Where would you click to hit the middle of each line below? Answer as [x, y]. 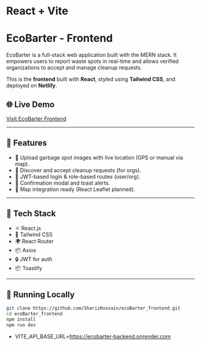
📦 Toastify [28, 268]
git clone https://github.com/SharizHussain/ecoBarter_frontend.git [93, 308]
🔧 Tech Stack [31, 214]
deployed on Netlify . [32, 85]
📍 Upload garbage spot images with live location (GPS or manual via [99, 157]
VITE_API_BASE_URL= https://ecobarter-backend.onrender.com [93, 336]
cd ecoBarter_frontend [34, 314]
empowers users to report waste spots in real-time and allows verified [92, 62]
